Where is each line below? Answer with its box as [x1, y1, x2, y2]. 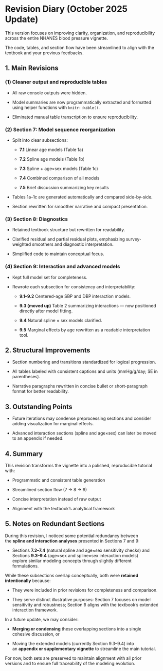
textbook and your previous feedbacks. [5, 50, 84, 56]
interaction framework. [12, 607, 58, 613]
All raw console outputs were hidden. [12, 89, 87, 96]
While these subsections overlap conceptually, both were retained [5, 572, 139, 578]
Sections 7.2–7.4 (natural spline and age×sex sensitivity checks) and [12, 547, 150, 553]
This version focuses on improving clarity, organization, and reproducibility [5, 30, 155, 36]
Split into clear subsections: [12, 137, 68, 143]
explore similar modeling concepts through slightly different [12, 558, 132, 563]
